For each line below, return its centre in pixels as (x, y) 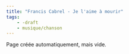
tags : (13, 17)
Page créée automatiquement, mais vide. (56, 45)
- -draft (28, 22)
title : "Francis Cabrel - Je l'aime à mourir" (65, 11)
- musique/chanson (40, 28)
